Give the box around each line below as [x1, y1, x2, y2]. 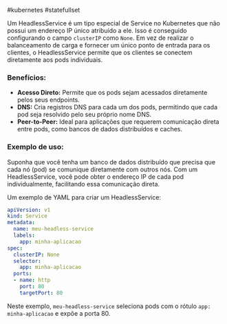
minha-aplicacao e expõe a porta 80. [7, 309, 111, 317]
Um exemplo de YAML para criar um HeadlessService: [7, 193, 162, 202]
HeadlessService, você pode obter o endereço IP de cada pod [7, 172, 184, 181]
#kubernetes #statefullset [7, 6, 80, 14]
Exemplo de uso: [7, 142, 64, 152]
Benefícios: [7, 72, 47, 82]
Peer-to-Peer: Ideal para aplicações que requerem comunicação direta [17, 118, 219, 126]
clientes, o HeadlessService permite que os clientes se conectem [7, 48, 193, 56]
